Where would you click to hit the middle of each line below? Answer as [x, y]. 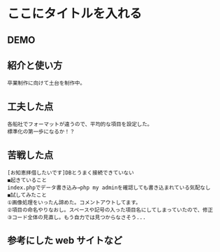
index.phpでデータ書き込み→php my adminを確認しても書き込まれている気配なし [109, 188]
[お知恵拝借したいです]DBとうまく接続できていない [71, 173]
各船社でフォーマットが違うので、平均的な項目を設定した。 [80, 125]
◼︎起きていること [27, 181]
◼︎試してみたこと [27, 195]
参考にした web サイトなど [65, 240]
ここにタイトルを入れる [75, 14]
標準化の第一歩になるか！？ [41, 132]
